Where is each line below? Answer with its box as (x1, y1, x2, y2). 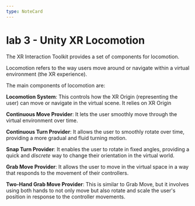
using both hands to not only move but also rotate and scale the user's (6, 187, 176, 194)
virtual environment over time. (6, 117, 78, 124)
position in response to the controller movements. (6, 193, 126, 200)
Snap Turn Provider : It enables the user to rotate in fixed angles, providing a (6, 145, 190, 152)
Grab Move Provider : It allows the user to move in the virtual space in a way (6, 163, 189, 170)
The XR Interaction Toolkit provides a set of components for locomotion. (6, 53, 180, 60)
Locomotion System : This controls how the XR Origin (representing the (6, 93, 178, 100)
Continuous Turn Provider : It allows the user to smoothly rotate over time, (6, 128, 185, 135)
